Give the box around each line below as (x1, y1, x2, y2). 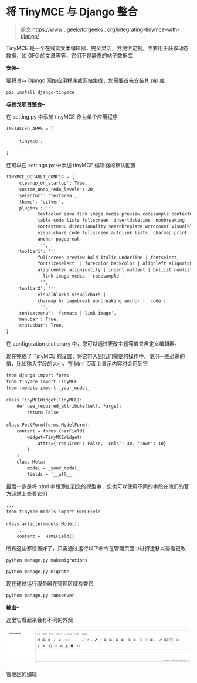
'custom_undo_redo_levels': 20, (16, 186, 96, 192)
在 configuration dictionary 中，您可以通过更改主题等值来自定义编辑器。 (6, 340, 180, 347)
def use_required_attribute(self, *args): (16, 403, 122, 410)
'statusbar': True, (16, 323, 64, 329)
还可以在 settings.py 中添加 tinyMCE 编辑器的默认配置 (6, 162, 136, 169)
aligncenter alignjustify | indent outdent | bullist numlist (37, 267, 193, 273)
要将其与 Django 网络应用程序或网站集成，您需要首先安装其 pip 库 (6, 77, 165, 84)
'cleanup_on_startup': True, (16, 180, 88, 187)
